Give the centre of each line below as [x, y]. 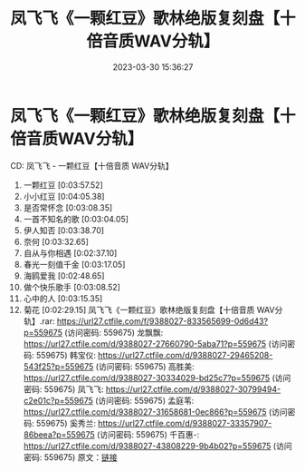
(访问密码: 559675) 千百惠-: [148, 434]
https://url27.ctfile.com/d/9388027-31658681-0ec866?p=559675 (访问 [155, 412]
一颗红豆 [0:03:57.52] [63, 185]
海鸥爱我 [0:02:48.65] [64, 275]
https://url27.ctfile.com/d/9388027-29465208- [185, 355]
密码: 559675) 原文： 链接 [70, 457]
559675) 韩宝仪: [66, 355]
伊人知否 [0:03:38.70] [64, 230]
